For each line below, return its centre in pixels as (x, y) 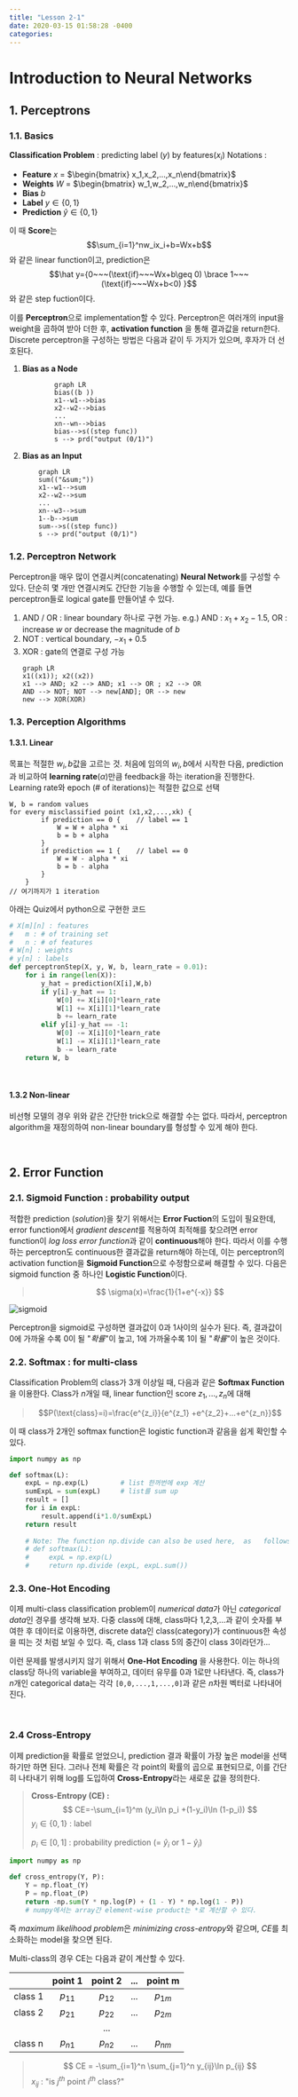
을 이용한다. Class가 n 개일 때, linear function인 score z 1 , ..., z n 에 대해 (130, 1394)
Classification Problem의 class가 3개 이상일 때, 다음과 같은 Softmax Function (147, 1382)
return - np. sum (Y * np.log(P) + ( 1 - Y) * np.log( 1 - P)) (134, 1902)
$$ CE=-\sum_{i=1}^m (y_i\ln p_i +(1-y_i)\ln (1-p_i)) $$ (160, 1809)
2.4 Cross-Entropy (50, 1735)
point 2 (107, 1981)
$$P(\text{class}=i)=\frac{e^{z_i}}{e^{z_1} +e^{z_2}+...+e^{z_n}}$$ (160, 1413)
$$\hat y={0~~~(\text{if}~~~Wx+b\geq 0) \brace (139, 274)
